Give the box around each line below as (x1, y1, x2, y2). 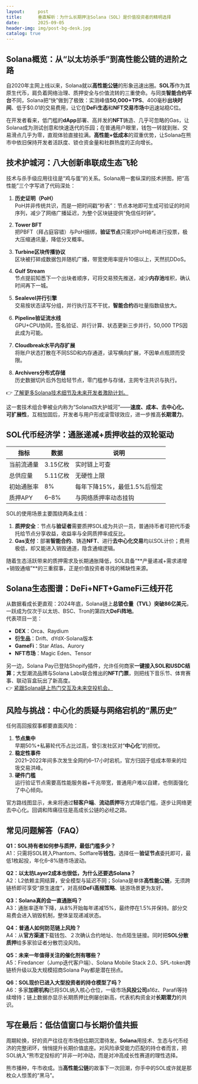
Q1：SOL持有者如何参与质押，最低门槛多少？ (6, 842, 116, 849)
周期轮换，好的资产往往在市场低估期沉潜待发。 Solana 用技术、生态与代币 (6, 1037, 184, 1044)
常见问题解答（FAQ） (6, 826, 84, 836)
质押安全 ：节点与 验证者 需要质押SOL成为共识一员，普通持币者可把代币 (14, 522, 186, 529)
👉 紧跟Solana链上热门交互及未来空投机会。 (6, 684, 113, 692)
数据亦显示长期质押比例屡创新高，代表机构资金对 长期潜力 (37, 994, 177, 1001)
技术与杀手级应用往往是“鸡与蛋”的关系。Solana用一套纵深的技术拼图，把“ (6, 174, 184, 182)
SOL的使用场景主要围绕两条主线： (6, 510, 89, 517)
